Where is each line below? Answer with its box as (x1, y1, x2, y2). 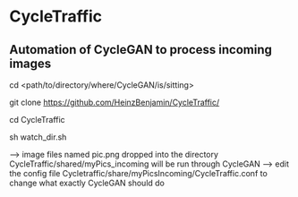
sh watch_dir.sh (9, 132, 67, 142)
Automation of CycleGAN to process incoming (9, 42, 273, 57)
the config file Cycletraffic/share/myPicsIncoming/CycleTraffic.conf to (9, 168, 268, 178)
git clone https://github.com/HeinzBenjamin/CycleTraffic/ (9, 97, 220, 107)
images (9, 56, 52, 71)
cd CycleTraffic (9, 115, 65, 124)
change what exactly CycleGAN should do (9, 177, 166, 188)
